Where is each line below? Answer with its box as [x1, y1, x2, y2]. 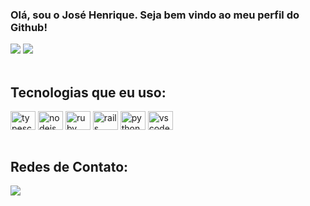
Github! [10, 20, 48, 34]
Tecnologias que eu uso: [10, 84, 167, 101]
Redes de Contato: [10, 158, 129, 175]
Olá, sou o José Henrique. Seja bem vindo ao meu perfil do [10, 8, 300, 22]
